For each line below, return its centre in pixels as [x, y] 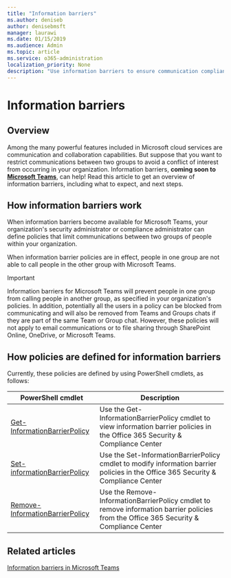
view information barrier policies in [155, 426]
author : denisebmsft [37, 26]
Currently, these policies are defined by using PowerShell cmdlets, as [106, 373]
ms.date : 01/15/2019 [37, 39]
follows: [18, 381]
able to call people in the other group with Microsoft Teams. [92, 265]
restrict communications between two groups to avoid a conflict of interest [113, 162]
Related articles [41, 551]
